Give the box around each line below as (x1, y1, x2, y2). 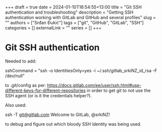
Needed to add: (5, 58, 37, 64)
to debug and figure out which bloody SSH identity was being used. (5, 121, 142, 127)
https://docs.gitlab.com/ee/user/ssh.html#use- (47, 82, 142, 88)
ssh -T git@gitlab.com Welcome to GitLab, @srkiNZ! (5, 111, 110, 117)
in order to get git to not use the (86, 88, 151, 93)
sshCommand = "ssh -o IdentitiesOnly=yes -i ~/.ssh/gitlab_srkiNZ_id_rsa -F (5, 67, 158, 73)
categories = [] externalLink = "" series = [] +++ (5, 25, 102, 31)
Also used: (5, 102, 27, 108)
